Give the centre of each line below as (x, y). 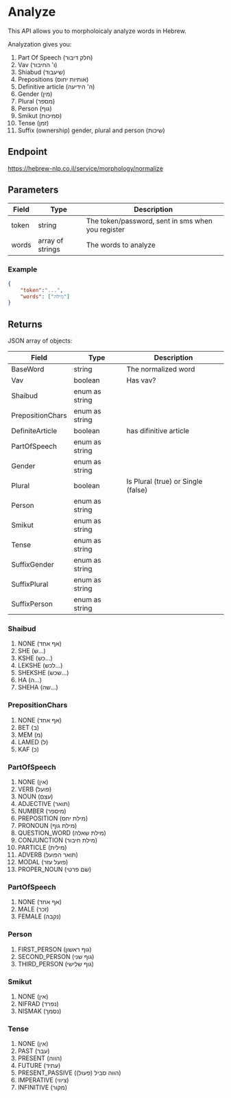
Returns (25, 324)
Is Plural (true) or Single (165, 482)
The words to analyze (121, 245)
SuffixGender (33, 565)
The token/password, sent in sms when (149, 221)
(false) (137, 490)
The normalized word (161, 369)
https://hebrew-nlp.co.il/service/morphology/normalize (86, 168)
